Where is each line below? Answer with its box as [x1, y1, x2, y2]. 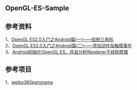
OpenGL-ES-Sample [5, 4, 69, 12]
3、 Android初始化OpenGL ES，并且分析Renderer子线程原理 [5, 49, 128, 55]
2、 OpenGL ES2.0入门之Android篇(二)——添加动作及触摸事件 [5, 42, 132, 49]
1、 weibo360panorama [5, 79, 53, 85]
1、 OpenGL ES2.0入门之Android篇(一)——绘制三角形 [5, 36, 114, 42]
